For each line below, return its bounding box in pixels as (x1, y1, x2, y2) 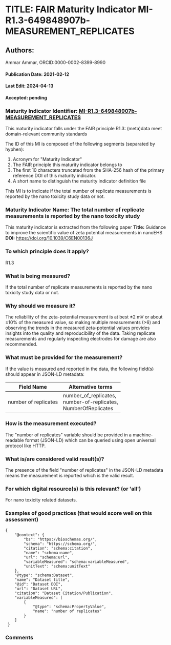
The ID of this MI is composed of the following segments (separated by (5, 141, 155, 147)
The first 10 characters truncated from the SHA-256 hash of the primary (12, 167, 165, 173)
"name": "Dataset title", (14, 577, 70, 582)
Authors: (5, 46, 34, 54)
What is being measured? (5, 272, 71, 279)
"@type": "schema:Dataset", (14, 573, 74, 578)
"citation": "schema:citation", (24, 546, 93, 551)
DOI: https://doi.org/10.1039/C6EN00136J (5, 235, 93, 241)
